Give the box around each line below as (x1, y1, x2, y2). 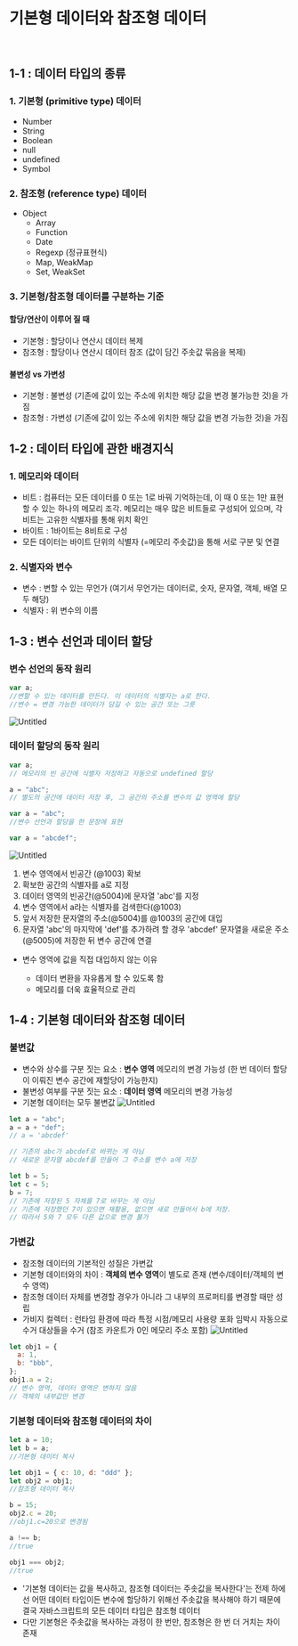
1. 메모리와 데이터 (9, 469, 80, 482)
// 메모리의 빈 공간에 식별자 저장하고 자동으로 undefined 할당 (9, 769, 213, 778)
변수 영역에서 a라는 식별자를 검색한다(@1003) (21, 901, 182, 912)
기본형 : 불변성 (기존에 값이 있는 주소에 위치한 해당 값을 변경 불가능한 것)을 (21, 390, 279, 401)
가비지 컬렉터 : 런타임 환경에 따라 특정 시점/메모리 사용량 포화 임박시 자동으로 (21, 1313, 289, 1324)
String (21, 126, 45, 136)
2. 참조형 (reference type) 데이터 (9, 187, 148, 200)
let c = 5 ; (9, 1179, 50, 1189)
